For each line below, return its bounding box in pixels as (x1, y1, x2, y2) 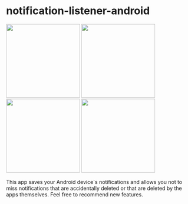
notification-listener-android (6, 4, 150, 18)
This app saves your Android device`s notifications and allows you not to (6, 178, 183, 185)
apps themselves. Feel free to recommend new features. (6, 190, 143, 198)
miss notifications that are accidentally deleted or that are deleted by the (6, 185, 182, 192)
